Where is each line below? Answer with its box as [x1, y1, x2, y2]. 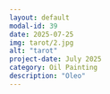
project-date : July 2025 [9, 55, 102, 64]
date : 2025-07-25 [9, 30, 74, 38]
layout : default [9, 13, 70, 22]
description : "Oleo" [9, 72, 87, 81]
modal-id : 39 [9, 21, 58, 30]
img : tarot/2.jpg [9, 38, 74, 47]
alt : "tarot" [9, 47, 58, 56]
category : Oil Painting [9, 64, 98, 73]
